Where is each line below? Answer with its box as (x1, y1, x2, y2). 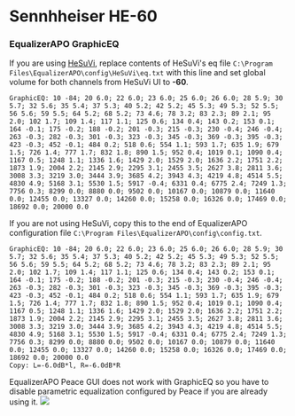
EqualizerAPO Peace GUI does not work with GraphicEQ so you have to (9, 377, 269, 388)
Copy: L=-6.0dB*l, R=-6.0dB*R (9, 361, 121, 370)
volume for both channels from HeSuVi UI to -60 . (9, 77, 189, 88)
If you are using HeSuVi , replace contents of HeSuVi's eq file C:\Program (9, 58, 273, 68)
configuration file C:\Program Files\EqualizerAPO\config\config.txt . (9, 228, 263, 239)
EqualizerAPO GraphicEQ (9, 38, 120, 51)
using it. (9, 396, 38, 407)
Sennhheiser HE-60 (9, 6, 158, 27)
